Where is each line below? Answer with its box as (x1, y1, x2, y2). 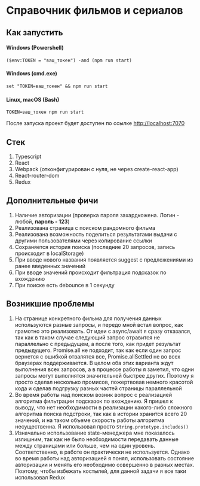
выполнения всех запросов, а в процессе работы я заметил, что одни (14, 366, 194, 373)
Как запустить (6, 28, 63, 38)
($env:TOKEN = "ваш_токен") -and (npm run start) (6, 57, 133, 63)
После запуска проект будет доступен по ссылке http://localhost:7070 (6, 120, 185, 127)
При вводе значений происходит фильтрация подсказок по (14, 269, 167, 276)
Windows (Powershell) (6, 44, 64, 51)
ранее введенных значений (14, 262, 85, 269)
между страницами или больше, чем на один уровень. (14, 442, 156, 449)
